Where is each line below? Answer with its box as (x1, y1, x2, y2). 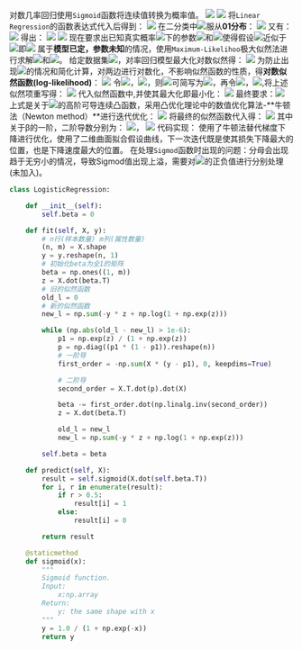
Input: (41, 582, 67, 591)
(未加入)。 (9, 167, 48, 177)
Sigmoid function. (41, 573, 111, 582)
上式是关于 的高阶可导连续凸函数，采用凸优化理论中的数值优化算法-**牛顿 (9, 100, 291, 110)
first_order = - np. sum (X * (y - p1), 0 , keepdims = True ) (57, 359, 272, 368)
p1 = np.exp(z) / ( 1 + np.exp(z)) (57, 334, 188, 344)
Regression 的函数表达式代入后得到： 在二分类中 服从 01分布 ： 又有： (9, 21, 292, 32)
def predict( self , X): (25, 465, 111, 474)
